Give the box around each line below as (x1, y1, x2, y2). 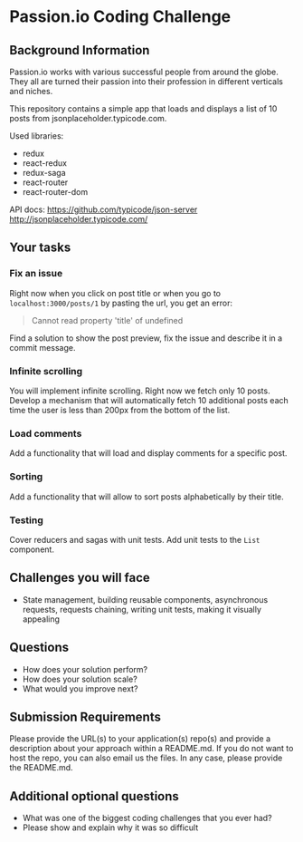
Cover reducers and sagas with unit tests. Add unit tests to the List (9, 534, 260, 545)
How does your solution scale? (22, 673, 137, 684)
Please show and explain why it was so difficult (22, 822, 199, 833)
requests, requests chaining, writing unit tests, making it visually (22, 604, 262, 615)
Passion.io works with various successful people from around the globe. (9, 66, 279, 77)
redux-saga (22, 168, 66, 178)
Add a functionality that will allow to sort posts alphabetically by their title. (9, 491, 285, 502)
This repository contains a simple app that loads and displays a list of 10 (9, 103, 278, 114)
